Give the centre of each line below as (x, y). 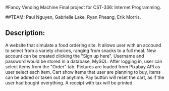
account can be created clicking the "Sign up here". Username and (75, 56)
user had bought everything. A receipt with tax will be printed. (69, 82)
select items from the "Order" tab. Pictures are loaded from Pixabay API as (83, 66)
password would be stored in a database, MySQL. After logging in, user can (84, 61)
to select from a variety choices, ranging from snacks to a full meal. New (81, 51)
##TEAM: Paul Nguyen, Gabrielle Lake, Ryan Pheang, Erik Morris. (73, 17)
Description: (25, 33)
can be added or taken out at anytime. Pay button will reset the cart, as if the (85, 77)
